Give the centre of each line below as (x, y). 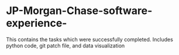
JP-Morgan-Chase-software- (79, 11)
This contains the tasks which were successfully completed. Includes (90, 39)
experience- (37, 23)
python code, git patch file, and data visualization (66, 46)
